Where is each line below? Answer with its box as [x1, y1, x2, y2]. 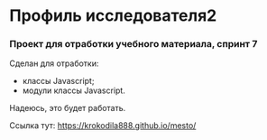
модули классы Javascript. [22, 85, 126, 96]
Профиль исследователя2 [9, 5, 217, 26]
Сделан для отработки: [9, 58, 99, 69]
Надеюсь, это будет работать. [9, 103, 126, 114]
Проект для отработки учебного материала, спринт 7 [9, 38, 258, 51]
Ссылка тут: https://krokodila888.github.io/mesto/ [9, 120, 197, 131]
